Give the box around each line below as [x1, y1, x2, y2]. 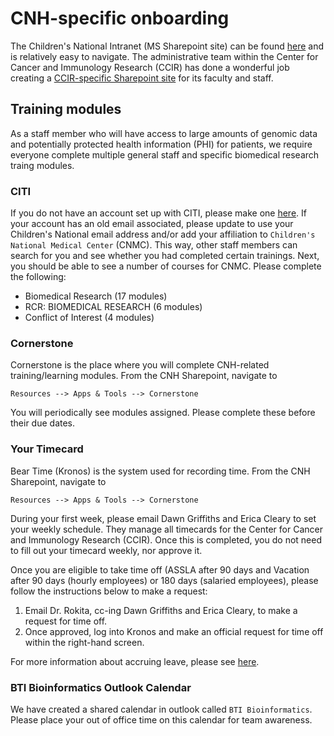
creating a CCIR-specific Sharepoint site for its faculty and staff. [10, 72, 274, 84]
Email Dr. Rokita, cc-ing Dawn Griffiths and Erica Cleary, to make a [24, 604, 298, 616]
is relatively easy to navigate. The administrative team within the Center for [10, 50, 319, 62]
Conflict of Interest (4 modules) [24, 312, 155, 324]
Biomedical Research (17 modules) [24, 290, 168, 302]
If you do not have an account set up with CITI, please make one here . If [10, 207, 307, 219]
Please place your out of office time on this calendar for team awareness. [10, 713, 313, 726]
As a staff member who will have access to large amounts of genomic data [10, 127, 318, 139]
